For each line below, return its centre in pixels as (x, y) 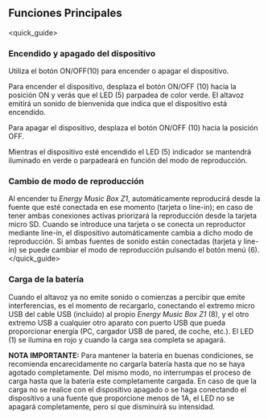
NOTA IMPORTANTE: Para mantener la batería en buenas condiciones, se (131, 355)
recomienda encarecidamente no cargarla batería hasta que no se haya (127, 364)
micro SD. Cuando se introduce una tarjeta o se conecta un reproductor (127, 224)
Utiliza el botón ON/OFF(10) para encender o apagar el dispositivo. (119, 71)
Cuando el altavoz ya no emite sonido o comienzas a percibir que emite (127, 297)
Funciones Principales (65, 13)
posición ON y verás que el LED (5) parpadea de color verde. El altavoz (126, 95)
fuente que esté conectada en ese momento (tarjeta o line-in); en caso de (131, 207)
